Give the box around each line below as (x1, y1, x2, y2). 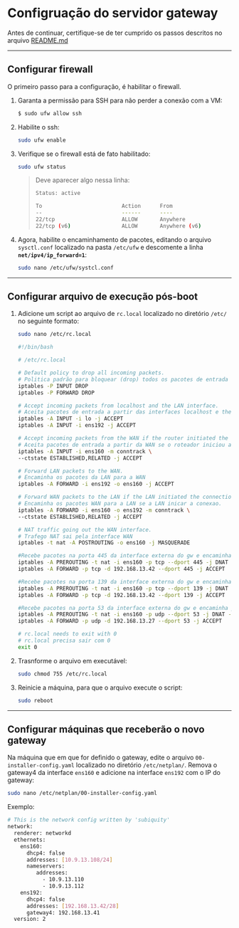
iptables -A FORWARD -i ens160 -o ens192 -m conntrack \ (17, 507, 191, 514)
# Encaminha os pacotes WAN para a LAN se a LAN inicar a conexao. (17, 500, 222, 507)
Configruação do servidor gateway (7, 5, 218, 21)
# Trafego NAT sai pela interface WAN (17, 532, 133, 540)
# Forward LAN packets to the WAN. (17, 468, 124, 475)
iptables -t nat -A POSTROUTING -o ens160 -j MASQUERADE (17, 539, 191, 547)
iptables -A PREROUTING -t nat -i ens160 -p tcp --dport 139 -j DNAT (17, 585, 229, 592)
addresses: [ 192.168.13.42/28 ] (26, 902, 119, 909)
